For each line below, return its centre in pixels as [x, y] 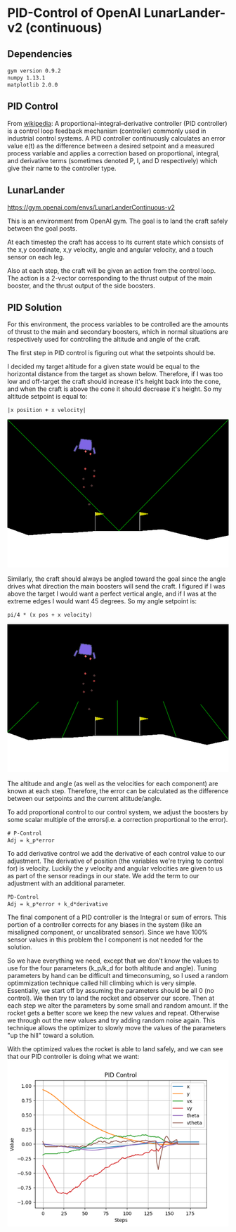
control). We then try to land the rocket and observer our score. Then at [111, 998]
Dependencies [40, 54]
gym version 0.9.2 [34, 71]
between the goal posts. [42, 228]
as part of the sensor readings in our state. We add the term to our [103, 875]
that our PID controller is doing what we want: [73, 1056]
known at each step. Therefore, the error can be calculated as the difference [118, 791]
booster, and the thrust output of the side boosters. [81, 285]
